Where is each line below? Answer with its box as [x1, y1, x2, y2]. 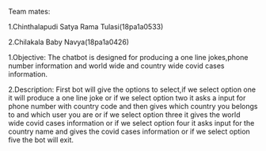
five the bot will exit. [8, 135, 74, 145]
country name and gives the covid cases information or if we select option [8, 126, 251, 136]
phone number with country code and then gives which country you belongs [8, 102, 258, 111]
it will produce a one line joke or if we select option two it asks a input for [8, 93, 246, 102]
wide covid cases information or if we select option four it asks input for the [8, 119, 255, 127]
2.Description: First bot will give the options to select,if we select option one [8, 85, 256, 94]
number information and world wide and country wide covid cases [8, 61, 225, 70]
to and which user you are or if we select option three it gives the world [8, 110, 241, 119]
